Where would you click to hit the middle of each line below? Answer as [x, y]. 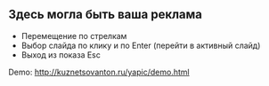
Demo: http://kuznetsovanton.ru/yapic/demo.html [99, 72]
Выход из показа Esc [61, 55]
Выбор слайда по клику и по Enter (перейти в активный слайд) [141, 45]
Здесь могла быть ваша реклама [105, 15]
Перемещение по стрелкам [74, 35]
